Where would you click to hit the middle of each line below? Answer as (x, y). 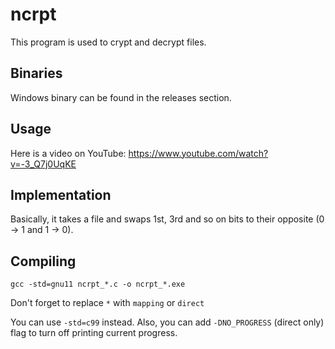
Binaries (36, 73)
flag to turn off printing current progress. (94, 333)
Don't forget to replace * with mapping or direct (107, 303)
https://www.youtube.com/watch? (198, 153)
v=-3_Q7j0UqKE (43, 164)
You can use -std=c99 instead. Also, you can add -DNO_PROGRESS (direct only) (167, 322)
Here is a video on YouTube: (68, 153)
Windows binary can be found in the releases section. (121, 97)
